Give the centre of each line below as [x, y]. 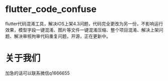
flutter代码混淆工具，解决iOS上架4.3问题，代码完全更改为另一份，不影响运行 [84, 23]
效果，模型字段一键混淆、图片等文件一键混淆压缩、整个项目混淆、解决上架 [82, 30]
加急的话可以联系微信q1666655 [38, 73]
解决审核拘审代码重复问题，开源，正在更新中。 [62, 36]
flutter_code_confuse [51, 9]
